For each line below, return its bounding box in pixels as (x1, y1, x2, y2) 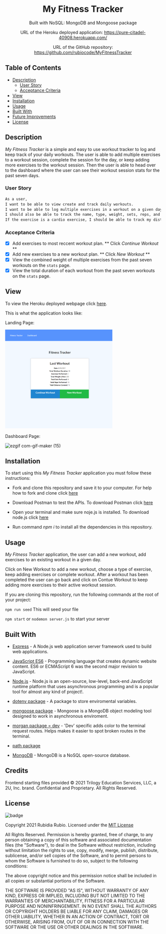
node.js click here (12, 514, 48, 520)
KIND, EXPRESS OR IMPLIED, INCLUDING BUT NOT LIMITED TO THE (5, 893, 145, 898)
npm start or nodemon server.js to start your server (5, 616, 110, 622)
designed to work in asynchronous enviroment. (12, 713, 109, 719)
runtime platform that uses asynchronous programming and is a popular (12, 684, 159, 690)
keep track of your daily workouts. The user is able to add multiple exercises (5, 152, 161, 157)
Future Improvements (12, 114, 56, 119)
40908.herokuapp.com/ (58, 35, 108, 40)
